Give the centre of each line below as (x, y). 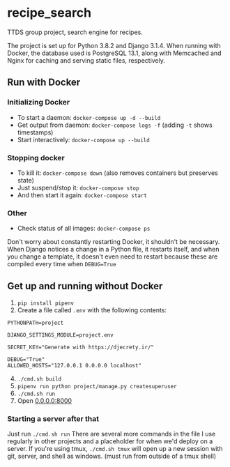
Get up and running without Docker (85, 286)
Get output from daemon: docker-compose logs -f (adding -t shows (115, 125)
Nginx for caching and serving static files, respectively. (86, 60)
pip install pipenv (46, 304)
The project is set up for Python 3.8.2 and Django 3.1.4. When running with (114, 45)
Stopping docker (36, 158)
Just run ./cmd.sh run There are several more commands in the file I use (112, 434)
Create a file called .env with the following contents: (92, 310)
